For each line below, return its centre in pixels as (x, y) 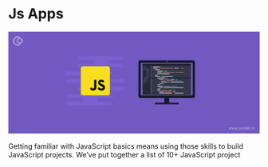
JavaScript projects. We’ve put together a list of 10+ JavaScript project (124, 154)
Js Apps (36, 14)
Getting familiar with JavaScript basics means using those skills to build (126, 146)
